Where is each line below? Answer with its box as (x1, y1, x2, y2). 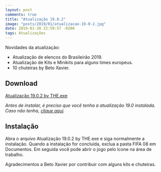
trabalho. (5, 151, 24, 157)
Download (5, 79, 37, 88)
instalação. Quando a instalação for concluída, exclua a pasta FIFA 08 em (5, 141, 156, 147)
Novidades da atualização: (5, 45, 60, 50)
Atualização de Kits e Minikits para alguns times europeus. (12, 60, 133, 65)
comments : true (5, 12, 37, 17)
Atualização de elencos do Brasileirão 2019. (12, 54, 102, 60)
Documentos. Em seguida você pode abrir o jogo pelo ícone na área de (5, 146, 152, 152)
